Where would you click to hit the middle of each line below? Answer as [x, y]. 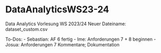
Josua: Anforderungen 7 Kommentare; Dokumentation [62, 44]
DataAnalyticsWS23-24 [57, 10]
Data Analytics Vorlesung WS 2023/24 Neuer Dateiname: [66, 24]
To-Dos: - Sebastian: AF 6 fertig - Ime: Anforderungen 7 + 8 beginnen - [81, 39]
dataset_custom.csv [26, 29]
